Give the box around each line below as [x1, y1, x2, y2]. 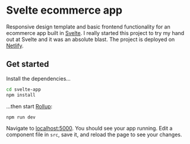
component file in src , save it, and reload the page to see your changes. [6, 131, 182, 138]
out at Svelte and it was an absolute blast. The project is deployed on [6, 36, 175, 43]
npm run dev [6, 114, 36, 120]
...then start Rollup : [6, 103, 53, 110]
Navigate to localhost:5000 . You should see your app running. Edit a [6, 125, 173, 132]
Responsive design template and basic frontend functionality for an [6, 23, 170, 30]
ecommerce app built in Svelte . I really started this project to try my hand [6, 29, 185, 36]
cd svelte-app [6, 87, 42, 92]
